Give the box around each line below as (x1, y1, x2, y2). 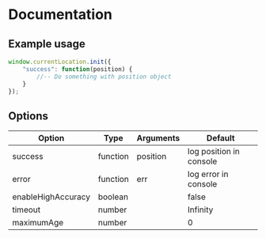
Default (206, 133, 235, 144)
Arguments (136, 133, 180, 144)
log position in (187, 146, 240, 157)
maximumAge (12, 217, 64, 229)
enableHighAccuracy (12, 191, 91, 202)
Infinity (187, 204, 214, 215)
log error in (187, 168, 229, 179)
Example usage (8, 37, 85, 51)
